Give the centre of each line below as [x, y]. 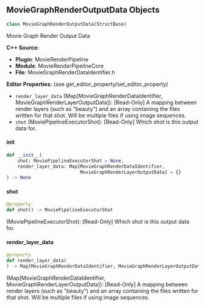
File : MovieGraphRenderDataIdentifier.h [65, 72]
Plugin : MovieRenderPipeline [52, 59]
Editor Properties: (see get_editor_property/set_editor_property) [88, 84]
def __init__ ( [24, 155]
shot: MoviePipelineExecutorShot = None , [70, 161]
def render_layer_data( [37, 261]
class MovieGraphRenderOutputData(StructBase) [67, 24]
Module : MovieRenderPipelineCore [59, 66]
